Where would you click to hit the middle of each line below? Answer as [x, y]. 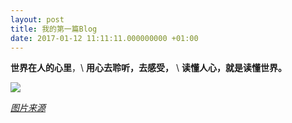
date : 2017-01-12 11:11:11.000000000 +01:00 [104, 38]
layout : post [37, 19]
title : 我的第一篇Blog [54, 29]
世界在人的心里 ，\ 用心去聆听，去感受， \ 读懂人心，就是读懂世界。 [148, 68]
